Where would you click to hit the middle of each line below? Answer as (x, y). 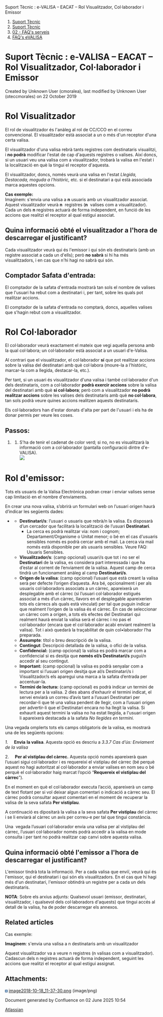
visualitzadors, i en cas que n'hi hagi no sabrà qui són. (60, 260)
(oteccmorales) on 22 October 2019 (41, 96)
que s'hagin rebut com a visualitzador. (43, 312)
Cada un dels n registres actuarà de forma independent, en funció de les (78, 210)
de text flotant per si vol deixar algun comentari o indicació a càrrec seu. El (80, 792)
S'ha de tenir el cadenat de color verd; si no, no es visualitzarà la (84, 442)
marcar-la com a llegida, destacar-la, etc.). (48, 370)
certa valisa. (17, 140)
